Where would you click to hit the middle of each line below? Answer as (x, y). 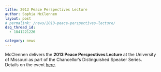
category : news (20, 41)
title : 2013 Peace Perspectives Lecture (46, 9)
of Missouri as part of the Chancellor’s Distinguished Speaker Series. (74, 59)
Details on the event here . (31, 65)
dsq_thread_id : (20, 28)
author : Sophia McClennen (31, 14)
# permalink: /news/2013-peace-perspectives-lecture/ (60, 23)
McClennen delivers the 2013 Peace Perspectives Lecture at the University (80, 54)
